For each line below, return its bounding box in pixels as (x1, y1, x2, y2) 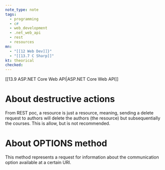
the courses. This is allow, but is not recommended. (5, 120, 110, 126)
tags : (5, 12, 16, 17)
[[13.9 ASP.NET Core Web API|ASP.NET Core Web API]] (5, 76, 119, 82)
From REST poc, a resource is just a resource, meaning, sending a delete (5, 110, 154, 116)
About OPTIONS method (5, 138, 108, 149)
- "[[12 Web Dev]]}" (9, 49, 52, 54)
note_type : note (5, 7, 39, 12)
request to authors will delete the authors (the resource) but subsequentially (5, 115, 161, 121)
